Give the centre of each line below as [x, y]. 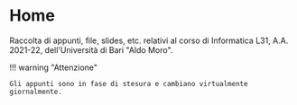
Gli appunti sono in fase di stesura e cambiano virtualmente [129, 83]
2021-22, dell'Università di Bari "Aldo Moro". [91, 49]
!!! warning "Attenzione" [53, 67]
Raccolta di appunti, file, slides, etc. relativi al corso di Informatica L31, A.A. [149, 40]
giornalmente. [36, 92]
